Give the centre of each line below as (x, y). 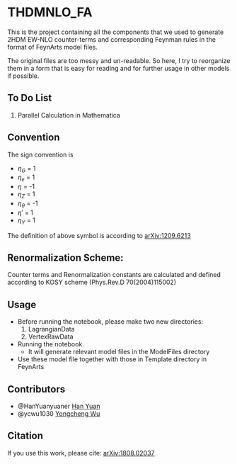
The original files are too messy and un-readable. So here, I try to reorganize (119, 60)
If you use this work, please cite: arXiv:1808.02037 (81, 453)
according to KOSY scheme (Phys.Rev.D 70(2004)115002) (92, 282)
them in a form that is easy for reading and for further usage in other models (118, 68)
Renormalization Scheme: (65, 258)
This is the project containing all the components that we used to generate (116, 32)
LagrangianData (51, 329)
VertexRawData (51, 336)
